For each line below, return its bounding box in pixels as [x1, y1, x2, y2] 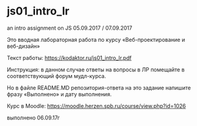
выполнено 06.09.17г [7, 114, 60, 121]
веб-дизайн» [7, 42, 40, 50]
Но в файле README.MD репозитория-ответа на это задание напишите [7, 84, 191, 91]
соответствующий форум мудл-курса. [7, 72, 106, 79]
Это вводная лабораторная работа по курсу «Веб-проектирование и [7, 36, 186, 43]
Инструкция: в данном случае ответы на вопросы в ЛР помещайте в [7, 65, 185, 73]
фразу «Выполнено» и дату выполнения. [7, 90, 112, 98]
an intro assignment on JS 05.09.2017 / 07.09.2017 [7, 24, 132, 31]
